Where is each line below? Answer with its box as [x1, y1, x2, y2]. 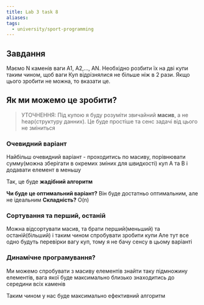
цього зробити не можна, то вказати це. [6, 77, 111, 85]
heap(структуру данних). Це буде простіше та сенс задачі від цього [21, 117, 198, 125]
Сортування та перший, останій [6, 211, 106, 220]
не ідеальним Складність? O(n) [6, 196, 90, 204]
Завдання [6, 48, 46, 58]
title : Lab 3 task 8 [6, 9, 59, 15]
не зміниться [21, 124, 56, 131]
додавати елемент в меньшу [6, 166, 81, 174]
